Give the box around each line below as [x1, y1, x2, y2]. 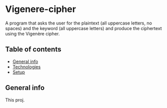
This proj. [5, 96, 25, 103]
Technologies [12, 63, 41, 69]
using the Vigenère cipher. [5, 30, 60, 36]
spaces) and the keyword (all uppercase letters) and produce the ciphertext [5, 25, 162, 31]
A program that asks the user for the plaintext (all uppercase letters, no [5, 20, 152, 26]
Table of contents [5, 45, 61, 53]
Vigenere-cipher [5, 3, 76, 15]
